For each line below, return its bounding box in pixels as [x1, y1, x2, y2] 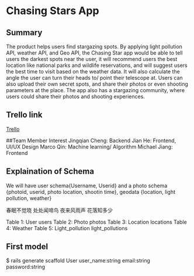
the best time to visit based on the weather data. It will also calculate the [6, 68, 180, 75]
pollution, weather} [6, 194, 52, 201]
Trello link [6, 110, 43, 120]
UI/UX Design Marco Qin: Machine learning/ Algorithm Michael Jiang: [6, 143, 173, 150]
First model [6, 242, 49, 252]
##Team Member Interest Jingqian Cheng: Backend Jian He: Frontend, [6, 137, 176, 144]
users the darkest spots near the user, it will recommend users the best [6, 56, 178, 62]
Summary [6, 28, 43, 38]
